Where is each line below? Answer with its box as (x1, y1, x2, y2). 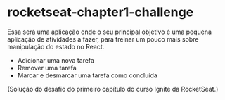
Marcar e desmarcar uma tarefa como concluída (17, 71, 158, 80)
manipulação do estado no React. (7, 42, 105, 51)
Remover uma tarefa (17, 63, 77, 72)
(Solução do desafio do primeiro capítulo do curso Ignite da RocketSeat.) (7, 85, 219, 93)
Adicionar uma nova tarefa (17, 56, 95, 64)
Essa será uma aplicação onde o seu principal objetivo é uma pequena (7, 27, 212, 36)
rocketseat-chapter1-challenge (7, 4, 194, 20)
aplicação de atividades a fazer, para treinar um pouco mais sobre (7, 35, 199, 43)
